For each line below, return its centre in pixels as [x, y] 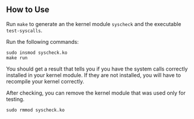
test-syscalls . [24, 30]
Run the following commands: [42, 41]
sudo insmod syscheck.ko [37, 53]
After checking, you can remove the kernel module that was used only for [96, 93]
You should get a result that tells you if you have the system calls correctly [97, 69]
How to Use [28, 10]
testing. [15, 99]
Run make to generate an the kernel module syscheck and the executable [94, 24]
